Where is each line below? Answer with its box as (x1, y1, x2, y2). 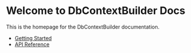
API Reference (14, 41, 50, 48)
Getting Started (14, 34, 52, 41)
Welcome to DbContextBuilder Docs (6, 4, 186, 17)
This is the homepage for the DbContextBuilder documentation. (6, 23, 160, 30)
